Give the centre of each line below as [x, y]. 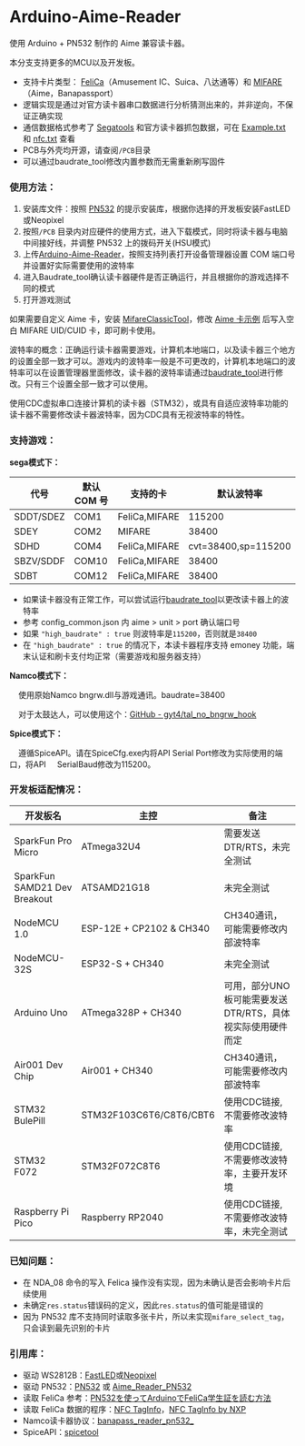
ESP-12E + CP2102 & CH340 [146, 928]
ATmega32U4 [111, 846]
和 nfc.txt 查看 [49, 138]
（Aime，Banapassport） [70, 93]
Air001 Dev [39, 1065]
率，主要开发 [251, 1173]
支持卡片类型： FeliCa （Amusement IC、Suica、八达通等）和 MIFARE [152, 81]
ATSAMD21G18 [116, 887]
